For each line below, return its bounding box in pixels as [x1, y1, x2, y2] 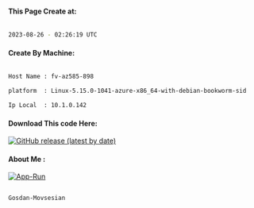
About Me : [8, 154, 46, 164]
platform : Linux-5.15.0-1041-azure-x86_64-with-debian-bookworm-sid [8, 87, 247, 95]
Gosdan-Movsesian [8, 195, 66, 202]
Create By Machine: [8, 48, 75, 57]
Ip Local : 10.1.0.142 [8, 102, 87, 110]
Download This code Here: [8, 118, 98, 128]
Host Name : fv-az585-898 [8, 72, 94, 81]
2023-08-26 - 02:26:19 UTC [8, 31, 98, 39]
